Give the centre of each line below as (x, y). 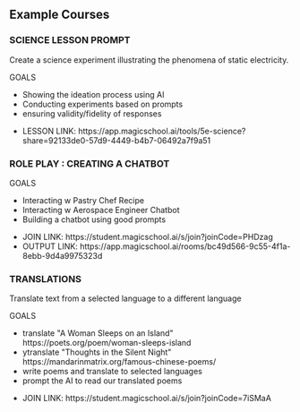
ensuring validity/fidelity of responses (92, 113)
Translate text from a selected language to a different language (125, 298)
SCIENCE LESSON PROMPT (70, 40)
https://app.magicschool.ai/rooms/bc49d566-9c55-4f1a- (185, 246)
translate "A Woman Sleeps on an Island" (98, 333)
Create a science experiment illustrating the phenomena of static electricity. (149, 60)
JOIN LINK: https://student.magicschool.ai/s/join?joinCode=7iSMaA (146, 399)
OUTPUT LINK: (50, 246)
